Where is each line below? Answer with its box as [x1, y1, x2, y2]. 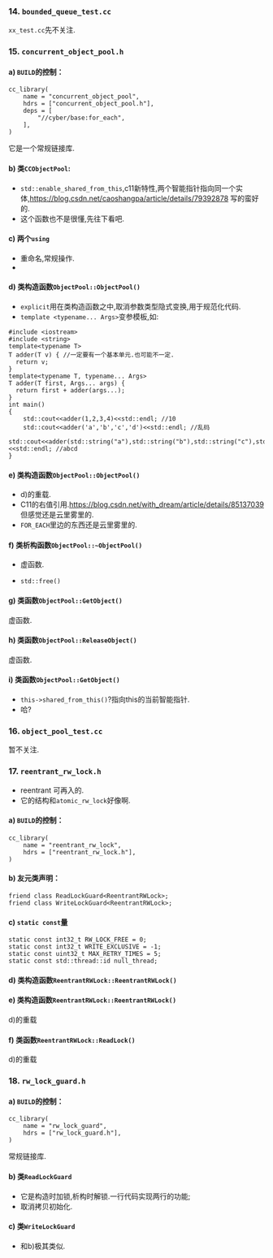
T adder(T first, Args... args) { [8, 379, 126, 387]
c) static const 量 [8, 917, 68, 927]
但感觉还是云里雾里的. [19, 510, 94, 520]
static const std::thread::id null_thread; [8, 957, 158, 966]
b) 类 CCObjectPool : [8, 164, 71, 174]
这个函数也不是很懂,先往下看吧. [19, 214, 124, 223]
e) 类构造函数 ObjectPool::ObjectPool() [8, 469, 141, 480]
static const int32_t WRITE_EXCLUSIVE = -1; [8, 943, 162, 951]
